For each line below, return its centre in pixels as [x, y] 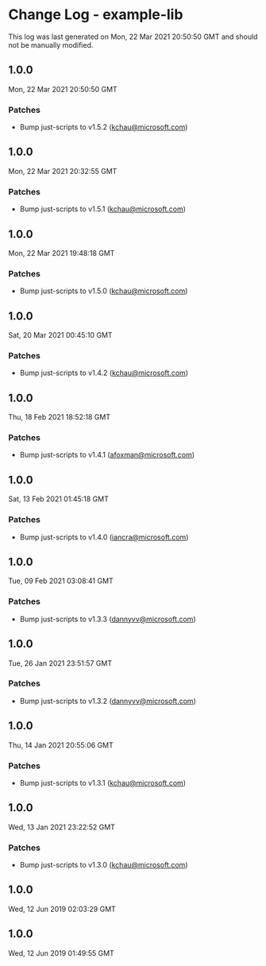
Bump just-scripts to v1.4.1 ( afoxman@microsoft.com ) [107, 455]
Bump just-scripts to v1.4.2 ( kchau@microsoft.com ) [104, 373]
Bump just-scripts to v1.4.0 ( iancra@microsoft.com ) [104, 537]
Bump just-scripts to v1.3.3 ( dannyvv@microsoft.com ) [108, 619]
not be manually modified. [51, 44]
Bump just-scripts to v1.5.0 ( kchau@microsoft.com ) [104, 291]
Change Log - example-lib [96, 15]
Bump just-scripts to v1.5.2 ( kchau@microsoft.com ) [104, 127]
